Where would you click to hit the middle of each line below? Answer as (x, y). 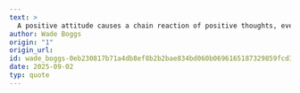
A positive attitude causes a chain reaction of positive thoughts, (147, 26)
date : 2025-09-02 (42, 67)
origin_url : (31, 50)
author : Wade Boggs (46, 34)
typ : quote (29, 75)
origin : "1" (31, 42)
